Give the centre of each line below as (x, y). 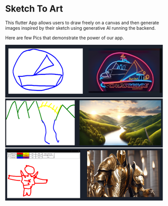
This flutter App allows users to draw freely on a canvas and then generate (82, 23)
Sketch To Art (34, 9)
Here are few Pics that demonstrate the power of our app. (64, 38)
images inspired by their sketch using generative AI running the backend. (80, 28)
